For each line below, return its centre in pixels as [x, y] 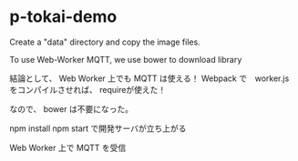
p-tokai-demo [63, 17]
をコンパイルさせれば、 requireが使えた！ [88, 89]
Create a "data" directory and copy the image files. [105, 42]
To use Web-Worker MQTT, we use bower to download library [126, 59]
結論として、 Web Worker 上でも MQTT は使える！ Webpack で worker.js [149, 78]
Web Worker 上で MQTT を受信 [68, 147]
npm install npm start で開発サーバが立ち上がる [98, 128]
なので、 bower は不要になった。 [72, 109]
